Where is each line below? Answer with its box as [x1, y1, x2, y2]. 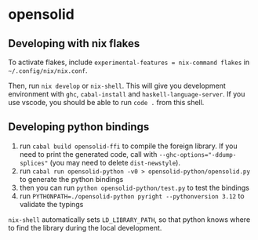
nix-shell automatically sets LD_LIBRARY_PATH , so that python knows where [8, 214, 251, 224]
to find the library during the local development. [8, 223, 162, 232]
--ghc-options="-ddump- [158, 151, 237, 158]
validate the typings [19, 199, 84, 209]
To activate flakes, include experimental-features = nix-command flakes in [8, 57, 249, 67]
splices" [19, 159, 49, 167]
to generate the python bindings [19, 174, 124, 184]
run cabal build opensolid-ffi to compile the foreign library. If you [19, 141, 238, 151]
